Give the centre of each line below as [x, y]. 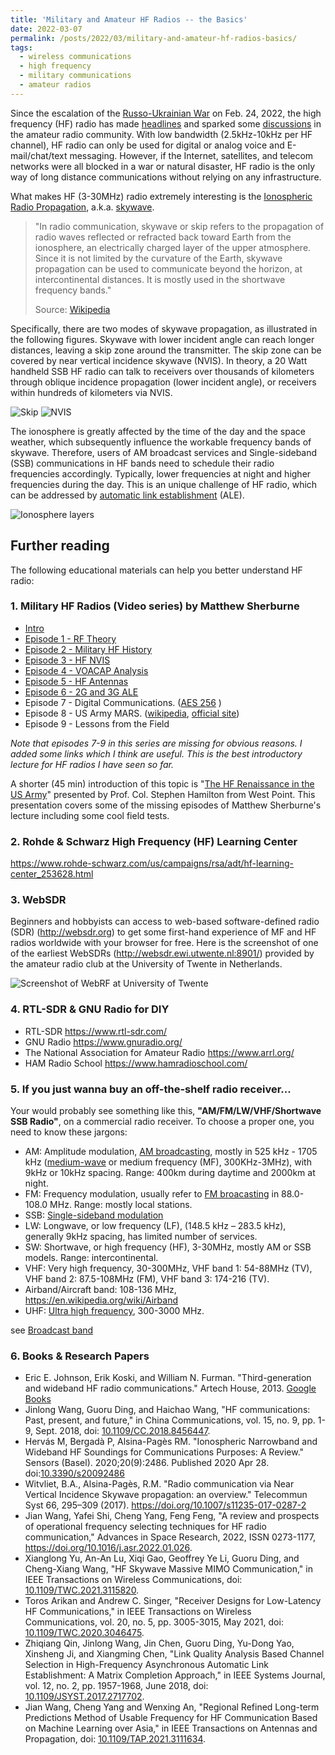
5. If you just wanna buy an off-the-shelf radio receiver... [151, 1089]
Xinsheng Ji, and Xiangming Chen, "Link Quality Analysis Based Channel [174, 1654]
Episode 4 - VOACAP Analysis [86, 670]
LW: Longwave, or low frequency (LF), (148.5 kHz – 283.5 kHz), [155, 1226]
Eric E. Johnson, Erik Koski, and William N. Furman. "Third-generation [168, 1378]
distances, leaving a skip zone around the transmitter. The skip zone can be [166, 350]
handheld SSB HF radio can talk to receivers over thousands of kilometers [162, 371]
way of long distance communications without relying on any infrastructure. [166, 177]
